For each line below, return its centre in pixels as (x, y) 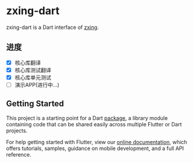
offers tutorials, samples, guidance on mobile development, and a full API (95, 148)
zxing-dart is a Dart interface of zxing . (53, 27)
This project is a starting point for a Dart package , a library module (87, 118)
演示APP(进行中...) (37, 84)
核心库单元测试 (33, 77)
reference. (19, 154)
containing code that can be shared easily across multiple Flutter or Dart (94, 124)
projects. (17, 131)
